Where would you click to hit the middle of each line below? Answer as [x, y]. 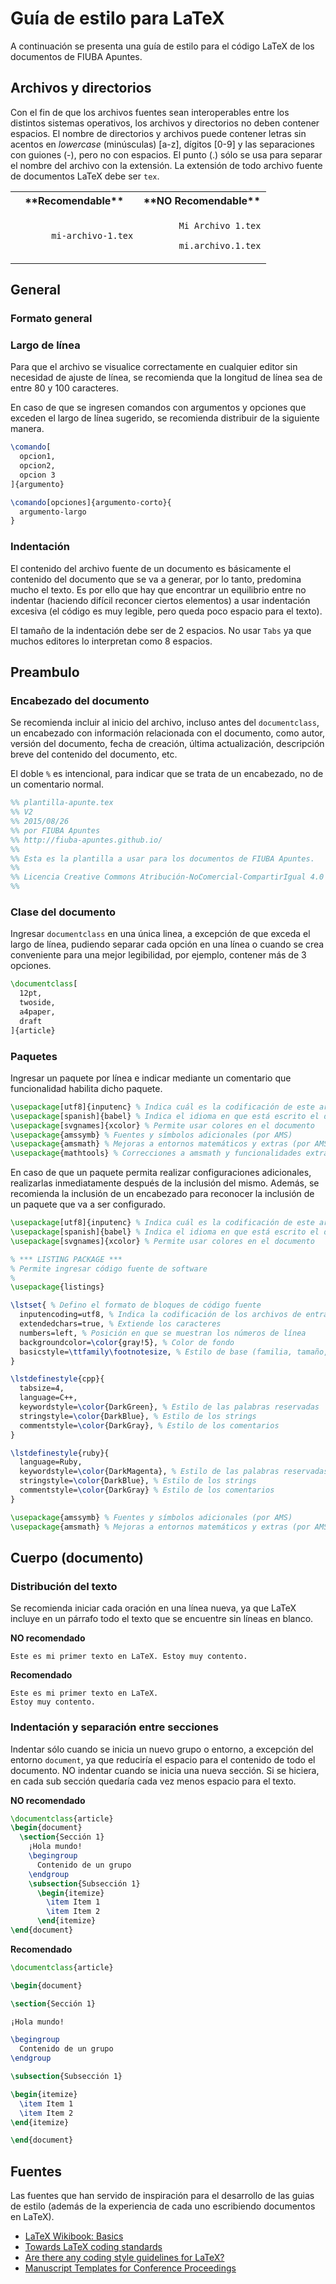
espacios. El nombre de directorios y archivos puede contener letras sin [158, 133]
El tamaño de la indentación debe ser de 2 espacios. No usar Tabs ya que [161, 630]
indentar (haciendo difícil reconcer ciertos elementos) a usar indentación [160, 600]
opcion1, [37, 457]
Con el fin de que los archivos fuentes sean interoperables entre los [150, 112]
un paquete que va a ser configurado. [88, 1204]
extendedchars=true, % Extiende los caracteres [120, 1324]
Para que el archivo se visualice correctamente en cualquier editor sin [154, 367]
